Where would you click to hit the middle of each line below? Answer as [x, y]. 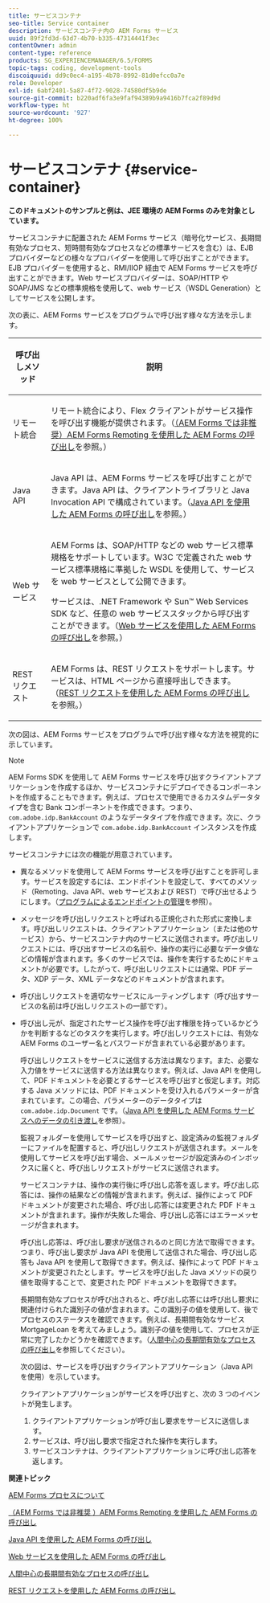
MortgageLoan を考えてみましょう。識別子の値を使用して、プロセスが [136, 1329]
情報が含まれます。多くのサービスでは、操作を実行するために [136, 959]
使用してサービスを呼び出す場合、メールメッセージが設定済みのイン [133, 1157]
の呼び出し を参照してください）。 [74, 1349]
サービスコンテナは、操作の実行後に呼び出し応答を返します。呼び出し [136, 1184]
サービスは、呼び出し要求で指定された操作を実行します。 [127, 1441]
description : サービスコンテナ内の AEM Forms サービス [94, 31]
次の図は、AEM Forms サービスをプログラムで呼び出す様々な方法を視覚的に [134, 734]
